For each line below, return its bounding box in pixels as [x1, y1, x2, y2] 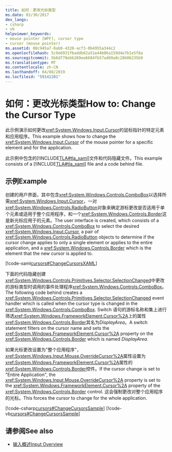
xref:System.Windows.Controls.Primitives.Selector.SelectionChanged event [5, 294, 164, 301]
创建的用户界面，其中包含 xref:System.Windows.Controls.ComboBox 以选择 [5, 191, 162, 198]
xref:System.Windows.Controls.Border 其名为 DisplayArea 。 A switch [5, 319, 148, 325]
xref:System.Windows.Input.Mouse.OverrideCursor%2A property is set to [5, 377, 161, 383]
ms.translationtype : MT [5, 60, 56, 65]
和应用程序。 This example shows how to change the [5, 133, 116, 139]
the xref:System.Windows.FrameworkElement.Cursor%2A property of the [5, 382, 160, 388]
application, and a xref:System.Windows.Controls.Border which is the [5, 245, 152, 251]
